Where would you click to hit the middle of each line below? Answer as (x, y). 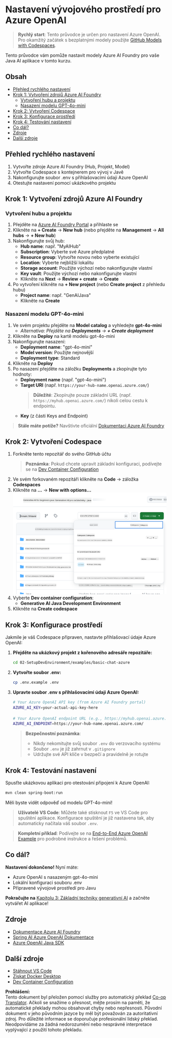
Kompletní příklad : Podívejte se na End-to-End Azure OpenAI (83, 833)
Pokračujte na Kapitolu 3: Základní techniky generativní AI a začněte (78, 898)
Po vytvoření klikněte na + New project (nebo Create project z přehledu (89, 285)
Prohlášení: (18, 992)
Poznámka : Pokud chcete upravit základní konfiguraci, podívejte (94, 464)
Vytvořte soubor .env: (37, 673)
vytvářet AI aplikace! (27, 903)
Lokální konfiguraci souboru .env (47, 882)
